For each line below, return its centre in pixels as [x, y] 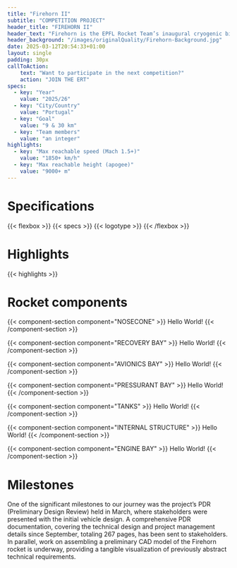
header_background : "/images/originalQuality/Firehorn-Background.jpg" [115, 40]
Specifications [51, 206]
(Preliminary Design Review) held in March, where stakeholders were [108, 512]
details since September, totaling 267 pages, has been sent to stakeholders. [117, 534]
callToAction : [28, 66]
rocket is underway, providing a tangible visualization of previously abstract [117, 549]
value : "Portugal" [47, 112]
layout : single [30, 54]
